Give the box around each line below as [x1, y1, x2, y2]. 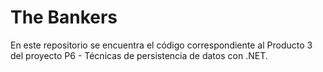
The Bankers [10, 6, 118, 29]
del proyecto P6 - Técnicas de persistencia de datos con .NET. [10, 49, 268, 61]
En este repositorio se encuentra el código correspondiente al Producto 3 [10, 39, 313, 51]
